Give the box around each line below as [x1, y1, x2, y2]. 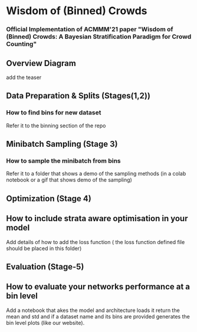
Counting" [6, 40, 37, 48]
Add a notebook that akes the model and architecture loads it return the [6, 307, 180, 314]
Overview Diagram [6, 58, 77, 68]
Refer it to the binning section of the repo [6, 122, 106, 129]
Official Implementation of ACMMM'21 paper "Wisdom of [6, 25, 173, 34]
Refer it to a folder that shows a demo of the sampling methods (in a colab [6, 170, 186, 177]
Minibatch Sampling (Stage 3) [6, 139, 118, 149]
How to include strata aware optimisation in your [6, 213, 188, 223]
